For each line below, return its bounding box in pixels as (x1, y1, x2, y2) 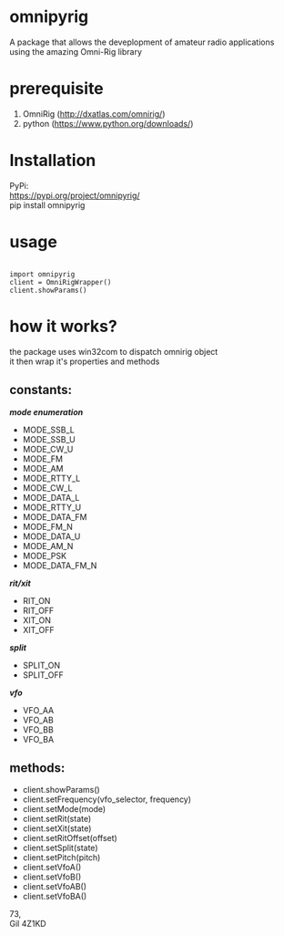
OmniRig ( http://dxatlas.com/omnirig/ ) (22, 108, 166, 120)
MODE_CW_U (22, 443, 74, 454)
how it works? (9, 316, 118, 337)
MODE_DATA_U (22, 531, 81, 542)
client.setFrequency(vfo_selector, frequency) (22, 794, 192, 805)
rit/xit (9, 577, 32, 588)
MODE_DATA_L (22, 492, 80, 503)
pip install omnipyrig (9, 199, 86, 211)
